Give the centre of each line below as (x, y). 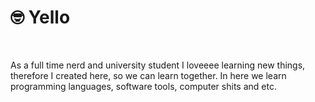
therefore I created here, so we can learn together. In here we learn (148, 75)
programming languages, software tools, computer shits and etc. (143, 86)
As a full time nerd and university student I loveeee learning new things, (158, 65)
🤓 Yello (40, 17)
